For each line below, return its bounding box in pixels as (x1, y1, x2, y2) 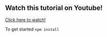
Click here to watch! (5, 17, 46, 22)
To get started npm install (5, 26, 59, 32)
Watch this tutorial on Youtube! (5, 4, 103, 12)
